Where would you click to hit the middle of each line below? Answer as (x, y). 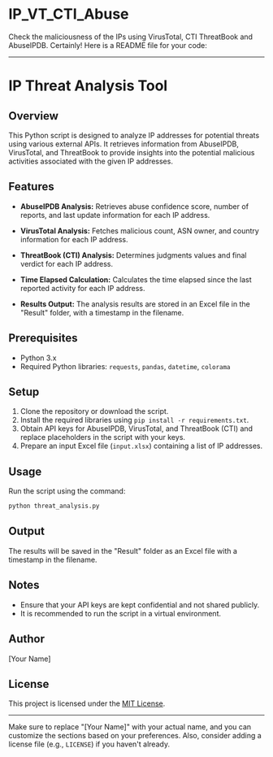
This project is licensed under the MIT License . (87, 703)
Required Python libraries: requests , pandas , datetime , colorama (125, 366)
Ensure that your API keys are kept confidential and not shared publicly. (140, 605)
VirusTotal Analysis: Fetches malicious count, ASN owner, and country (140, 231)
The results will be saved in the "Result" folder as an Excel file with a (123, 550)
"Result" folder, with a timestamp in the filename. (102, 312)
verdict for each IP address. (67, 263)
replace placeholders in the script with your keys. (102, 437)
